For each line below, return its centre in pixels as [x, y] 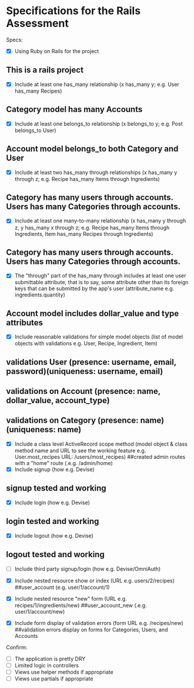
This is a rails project [45, 70]
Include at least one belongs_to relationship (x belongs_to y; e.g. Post [98, 124]
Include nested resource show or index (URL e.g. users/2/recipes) [95, 580]
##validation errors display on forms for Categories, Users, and [91, 630]
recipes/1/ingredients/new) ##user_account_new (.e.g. [81, 605]
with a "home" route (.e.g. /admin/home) [63, 463]
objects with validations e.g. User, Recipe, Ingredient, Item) [86, 344]
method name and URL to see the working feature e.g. [80, 450]
